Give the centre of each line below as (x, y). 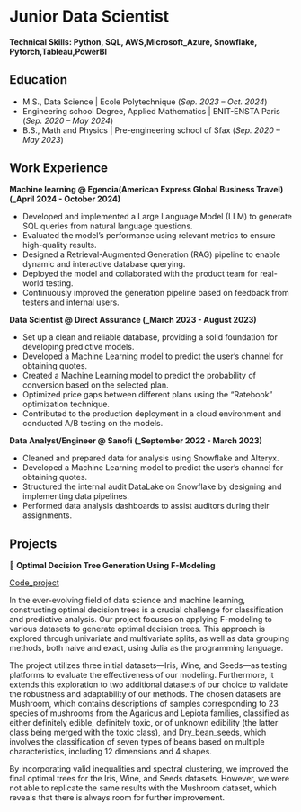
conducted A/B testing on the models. (93, 424)
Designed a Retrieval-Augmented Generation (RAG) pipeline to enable (151, 254)
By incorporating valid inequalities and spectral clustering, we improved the (149, 769)
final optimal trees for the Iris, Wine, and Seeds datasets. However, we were (150, 779)
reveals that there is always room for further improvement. (117, 798)
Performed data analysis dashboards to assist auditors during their (146, 506)
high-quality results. (59, 245)
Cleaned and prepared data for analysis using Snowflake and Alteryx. (151, 458)
